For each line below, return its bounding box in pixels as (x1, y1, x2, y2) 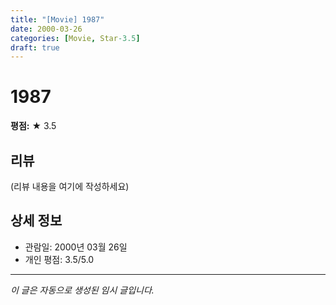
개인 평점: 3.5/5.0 (24, 253, 95, 265)
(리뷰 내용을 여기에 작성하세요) (10, 181, 130, 192)
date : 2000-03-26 (10, 24, 83, 34)
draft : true (10, 42, 60, 53)
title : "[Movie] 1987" (10, 14, 105, 25)
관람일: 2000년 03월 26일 (24, 241, 128, 253)
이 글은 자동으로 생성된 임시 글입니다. (10, 284, 155, 296)
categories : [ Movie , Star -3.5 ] (10, 33, 141, 43)
